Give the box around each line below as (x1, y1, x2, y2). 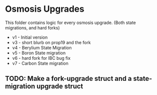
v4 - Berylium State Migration (12, 45, 72, 50)
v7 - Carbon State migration (12, 60, 68, 66)
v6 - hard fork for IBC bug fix (12, 55, 71, 61)
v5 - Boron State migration (12, 50, 66, 56)
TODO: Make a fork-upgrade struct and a (5, 74, 132, 83)
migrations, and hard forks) (5, 24, 60, 30)
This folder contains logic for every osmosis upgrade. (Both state (5, 20, 136, 25)
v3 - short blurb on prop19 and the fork (12, 39, 91, 45)
